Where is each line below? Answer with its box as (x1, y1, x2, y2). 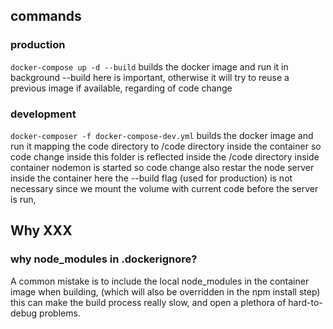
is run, (10, 193, 37, 205)
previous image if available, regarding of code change (10, 82, 233, 94)
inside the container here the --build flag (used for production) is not (10, 172, 293, 184)
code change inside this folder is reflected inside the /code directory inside (10, 150, 320, 163)
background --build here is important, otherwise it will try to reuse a (10, 71, 290, 83)
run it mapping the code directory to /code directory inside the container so (10, 140, 322, 152)
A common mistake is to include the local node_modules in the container (10, 275, 310, 287)
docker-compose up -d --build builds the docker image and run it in (10, 60, 289, 73)
